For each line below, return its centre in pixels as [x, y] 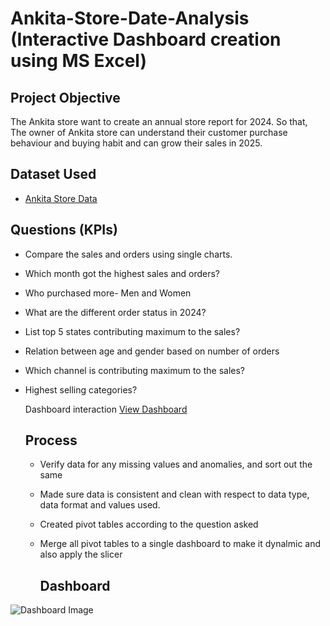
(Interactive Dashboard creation [146, 39]
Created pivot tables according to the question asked [149, 524]
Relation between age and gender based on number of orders [152, 351]
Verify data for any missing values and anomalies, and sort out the [176, 464]
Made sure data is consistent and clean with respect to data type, [174, 494]
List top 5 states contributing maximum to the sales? [132, 331]
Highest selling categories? [81, 389]
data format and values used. [100, 505]
